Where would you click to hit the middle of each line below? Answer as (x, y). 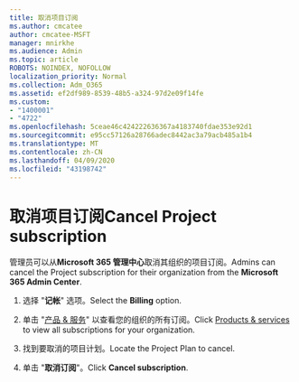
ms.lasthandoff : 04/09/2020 (62, 160)
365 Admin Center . (46, 282)
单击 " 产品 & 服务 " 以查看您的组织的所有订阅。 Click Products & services (156, 320)
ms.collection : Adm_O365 (56, 85)
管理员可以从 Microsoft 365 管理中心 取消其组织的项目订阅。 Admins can (142, 262)
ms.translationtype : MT (54, 144)
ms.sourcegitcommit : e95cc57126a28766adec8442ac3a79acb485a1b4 (131, 135)
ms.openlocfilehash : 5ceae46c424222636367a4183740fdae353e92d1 (131, 127)
